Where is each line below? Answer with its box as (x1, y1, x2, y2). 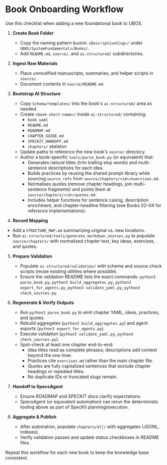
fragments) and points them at (48, 186, 111, 192)
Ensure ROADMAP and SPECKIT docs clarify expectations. (20, 393, 142, 399)
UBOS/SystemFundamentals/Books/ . (20, 45, 90, 51)
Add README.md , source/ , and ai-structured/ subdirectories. (20, 50, 144, 57)
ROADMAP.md (27, 128, 50, 133)
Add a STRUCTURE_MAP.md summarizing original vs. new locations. (12, 227, 145, 233)
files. (20, 439, 31, 445)
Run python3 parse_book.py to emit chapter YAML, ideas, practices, (20, 309, 160, 315)
